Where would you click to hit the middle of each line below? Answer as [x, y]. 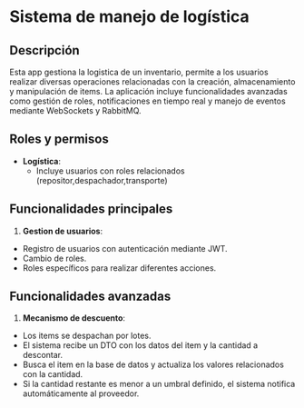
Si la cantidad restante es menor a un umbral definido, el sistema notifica [159, 384]
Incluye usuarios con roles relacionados [110, 171]
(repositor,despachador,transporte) [102, 180]
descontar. [43, 355]
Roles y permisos [59, 139]
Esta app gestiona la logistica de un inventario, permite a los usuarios [139, 72]
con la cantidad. [53, 374]
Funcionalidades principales [91, 209]
